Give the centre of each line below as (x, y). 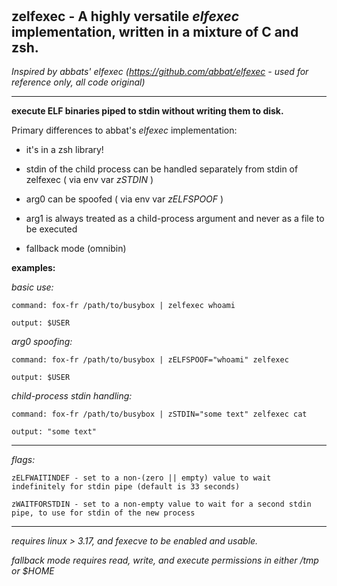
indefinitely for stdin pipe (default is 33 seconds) (126, 487)
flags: (23, 459)
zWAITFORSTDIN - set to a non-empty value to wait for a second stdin (161, 504)
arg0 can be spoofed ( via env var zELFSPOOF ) (124, 199)
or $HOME (33, 571)
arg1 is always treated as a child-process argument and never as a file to (175, 218)
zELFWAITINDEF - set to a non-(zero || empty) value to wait (141, 478)
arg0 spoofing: (42, 341)
